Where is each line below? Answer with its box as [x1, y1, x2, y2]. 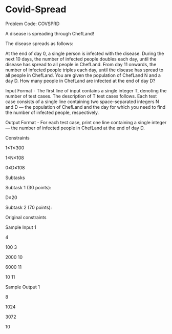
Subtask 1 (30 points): [5, 184, 52, 190]
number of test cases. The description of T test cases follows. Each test [5, 93, 157, 99]
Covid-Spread [5, 4, 67, 15]
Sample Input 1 [5, 224, 37, 230]
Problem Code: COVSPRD [5, 21, 60, 27]
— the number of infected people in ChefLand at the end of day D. [5, 125, 145, 131]
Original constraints [5, 214, 47, 220]
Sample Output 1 [5, 284, 40, 290]
